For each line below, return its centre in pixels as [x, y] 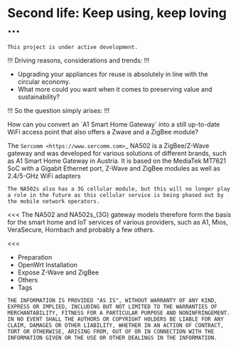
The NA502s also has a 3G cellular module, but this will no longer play [119, 189]
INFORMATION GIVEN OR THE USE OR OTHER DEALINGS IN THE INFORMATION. [113, 338]
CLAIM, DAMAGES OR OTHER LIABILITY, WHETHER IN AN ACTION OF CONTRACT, [115, 325]
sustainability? [39, 97]
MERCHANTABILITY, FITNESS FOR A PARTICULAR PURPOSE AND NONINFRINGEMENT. [119, 313]
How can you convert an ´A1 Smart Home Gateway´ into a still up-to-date [114, 124]
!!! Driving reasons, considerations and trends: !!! [79, 60]
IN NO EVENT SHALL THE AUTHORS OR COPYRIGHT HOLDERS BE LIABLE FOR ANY [115, 319]
